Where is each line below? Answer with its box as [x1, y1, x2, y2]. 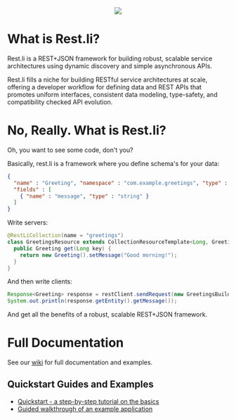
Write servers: [7, 218, 48, 227]
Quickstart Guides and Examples [7, 378, 154, 390]
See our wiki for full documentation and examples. [7, 358, 153, 367]
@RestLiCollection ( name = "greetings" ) [7, 232, 124, 239]
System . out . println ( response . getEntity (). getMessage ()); [7, 298, 178, 305]
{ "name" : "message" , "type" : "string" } [20, 193, 150, 200]
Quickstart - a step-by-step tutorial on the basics [17, 397, 159, 405]
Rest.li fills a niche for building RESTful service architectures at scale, [7, 75, 208, 84]
